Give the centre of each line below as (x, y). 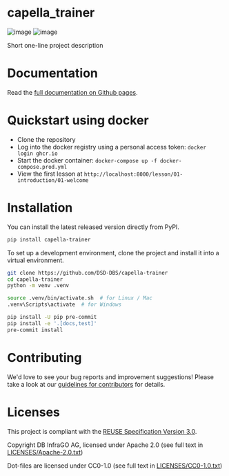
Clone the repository (46, 139)
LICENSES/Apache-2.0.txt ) (45, 452)
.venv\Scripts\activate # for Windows (64, 305)
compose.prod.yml (42, 167)
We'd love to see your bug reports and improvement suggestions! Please (110, 377)
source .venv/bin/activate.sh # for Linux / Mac (80, 298)
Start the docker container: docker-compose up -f (87, 160)
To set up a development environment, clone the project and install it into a (113, 253)
